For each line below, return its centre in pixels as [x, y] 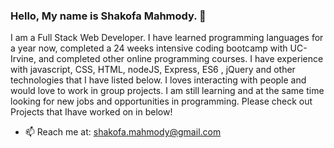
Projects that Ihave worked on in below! [91, 112]
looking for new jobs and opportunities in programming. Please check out [161, 101]
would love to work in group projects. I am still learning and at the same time [167, 91]
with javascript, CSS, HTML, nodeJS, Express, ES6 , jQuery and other [153, 70]
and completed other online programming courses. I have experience [181, 59]
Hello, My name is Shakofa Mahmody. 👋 [108, 16]
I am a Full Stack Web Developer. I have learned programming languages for [167, 38]
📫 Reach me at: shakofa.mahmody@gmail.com [123, 132]
